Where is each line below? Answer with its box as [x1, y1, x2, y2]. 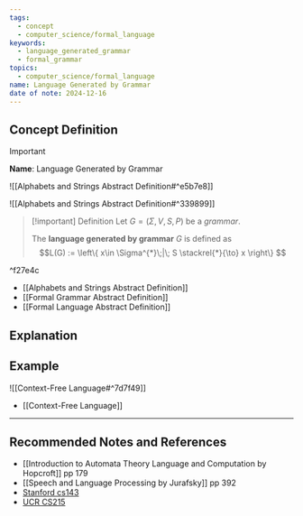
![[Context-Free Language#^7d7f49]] [9, 382, 147, 393]
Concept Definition [9, 122, 119, 137]
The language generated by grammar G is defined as [31, 234, 233, 244]
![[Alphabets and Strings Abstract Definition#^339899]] [9, 198, 216, 209]
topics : [9, 64, 39, 73]
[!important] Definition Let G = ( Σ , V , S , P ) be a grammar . [31, 216, 241, 226]
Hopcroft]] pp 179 [22, 468, 88, 479]
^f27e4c [9, 265, 40, 276]
